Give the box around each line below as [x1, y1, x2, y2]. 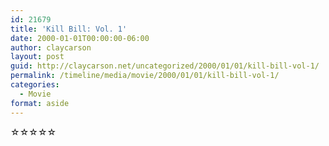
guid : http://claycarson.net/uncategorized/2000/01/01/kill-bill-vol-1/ [10, 61, 320, 71]
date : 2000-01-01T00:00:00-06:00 [10, 33, 150, 43]
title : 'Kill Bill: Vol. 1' [10, 24, 128, 34]
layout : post [10, 52, 65, 62]
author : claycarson [10, 42, 92, 53]
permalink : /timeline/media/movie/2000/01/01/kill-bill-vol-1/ [10, 71, 280, 81]
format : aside [10, 98, 70, 108]
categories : [10, 80, 60, 90]
